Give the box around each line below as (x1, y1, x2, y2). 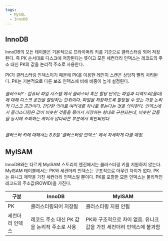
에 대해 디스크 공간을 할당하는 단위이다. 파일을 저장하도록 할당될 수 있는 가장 (5, 97, 153, 103)
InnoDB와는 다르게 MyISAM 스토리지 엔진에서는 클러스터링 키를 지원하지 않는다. (5, 162, 161, 168)
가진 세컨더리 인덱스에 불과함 (96, 224, 160, 231)
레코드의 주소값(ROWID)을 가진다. (5, 180, 71, 186)
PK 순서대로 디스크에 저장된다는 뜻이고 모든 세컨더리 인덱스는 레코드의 (20, 55, 157, 61)
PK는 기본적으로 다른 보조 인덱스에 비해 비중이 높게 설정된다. (11, 78, 129, 84)
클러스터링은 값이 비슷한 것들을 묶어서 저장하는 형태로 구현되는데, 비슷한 (10, 109, 151, 115)
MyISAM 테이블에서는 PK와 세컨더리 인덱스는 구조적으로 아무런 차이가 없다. (5, 168, 152, 174)
